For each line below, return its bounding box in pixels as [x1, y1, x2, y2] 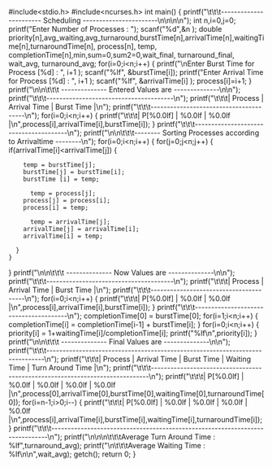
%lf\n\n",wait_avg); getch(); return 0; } [8, 449, 136, 459]
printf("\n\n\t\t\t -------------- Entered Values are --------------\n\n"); [8, 85, 241, 94]
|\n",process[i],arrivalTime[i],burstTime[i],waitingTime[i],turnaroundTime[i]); [8, 415, 262, 424]
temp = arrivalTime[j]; [29, 218, 111, 226]
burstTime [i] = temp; [23, 175, 100, 183]
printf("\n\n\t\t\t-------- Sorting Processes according [84, 128, 260, 137]
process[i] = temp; [23, 203, 89, 212]
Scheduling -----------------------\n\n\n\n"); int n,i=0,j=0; [43, 15, 236, 25]
